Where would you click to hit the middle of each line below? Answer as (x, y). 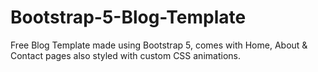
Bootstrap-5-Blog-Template (128, 17)
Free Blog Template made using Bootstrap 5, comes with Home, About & (159, 45)
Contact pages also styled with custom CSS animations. (125, 55)
